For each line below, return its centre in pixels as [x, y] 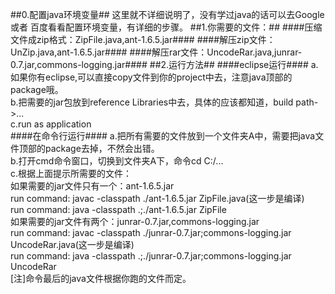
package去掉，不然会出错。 [102, 148]
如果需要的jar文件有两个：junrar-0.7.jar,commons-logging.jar [135, 221]
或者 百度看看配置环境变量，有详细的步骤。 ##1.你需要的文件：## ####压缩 [166, 27]
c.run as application [51, 124]
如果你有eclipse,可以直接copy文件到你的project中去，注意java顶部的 [151, 77]
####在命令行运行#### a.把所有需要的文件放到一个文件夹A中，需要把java [163, 136]
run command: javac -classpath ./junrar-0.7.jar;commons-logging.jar [151, 232]
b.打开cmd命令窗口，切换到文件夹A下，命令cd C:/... [117, 161]
